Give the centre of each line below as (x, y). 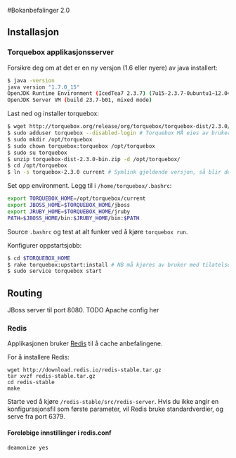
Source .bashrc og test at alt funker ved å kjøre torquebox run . (98, 231)
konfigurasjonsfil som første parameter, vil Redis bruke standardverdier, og (115, 409)
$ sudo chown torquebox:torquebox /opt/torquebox (81, 146)
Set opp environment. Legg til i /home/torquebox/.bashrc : (90, 186)
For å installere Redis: (39, 357)
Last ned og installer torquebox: (53, 114)
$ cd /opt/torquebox (38, 166)
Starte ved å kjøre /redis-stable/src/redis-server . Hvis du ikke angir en (113, 402)
